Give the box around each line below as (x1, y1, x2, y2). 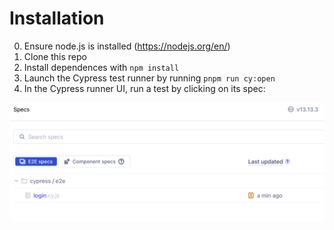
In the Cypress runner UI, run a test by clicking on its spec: (23, 82, 266, 94)
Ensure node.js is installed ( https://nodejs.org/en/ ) (23, 40, 231, 52)
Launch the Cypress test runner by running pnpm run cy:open (23, 72, 276, 84)
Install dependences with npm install (23, 61, 180, 73)
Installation (9, 7, 105, 30)
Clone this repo (23, 50, 87, 62)
